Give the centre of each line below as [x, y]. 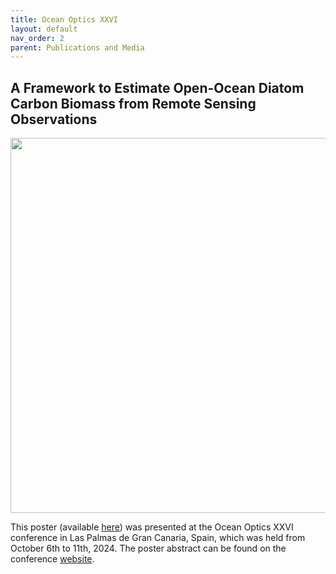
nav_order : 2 [37, 38]
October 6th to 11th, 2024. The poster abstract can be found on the [148, 548]
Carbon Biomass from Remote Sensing [133, 103]
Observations [54, 119]
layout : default [44, 29]
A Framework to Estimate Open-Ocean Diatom [157, 87]
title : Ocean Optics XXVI [64, 19]
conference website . [52, 559]
